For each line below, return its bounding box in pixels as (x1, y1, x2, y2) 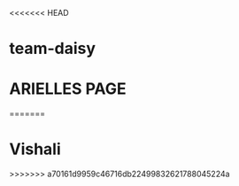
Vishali (9, 139, 62, 159)
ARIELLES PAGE (9, 79, 127, 99)
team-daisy (9, 39, 96, 58)
